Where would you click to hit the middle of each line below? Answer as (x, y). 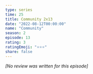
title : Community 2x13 (29, 19)
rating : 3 (16, 42)
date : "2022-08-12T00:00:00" (36, 24)
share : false (19, 51)
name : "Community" (24, 28)
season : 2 (16, 33)
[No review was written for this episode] (47, 66)
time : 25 (14, 14)
